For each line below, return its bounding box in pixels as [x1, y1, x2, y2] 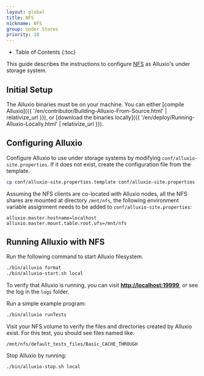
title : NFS [6, 15, 34, 21]
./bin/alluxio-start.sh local [6, 270, 84, 277]
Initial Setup [6, 84, 53, 95]
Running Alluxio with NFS [6, 237, 105, 248]
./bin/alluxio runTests [6, 312, 67, 318]
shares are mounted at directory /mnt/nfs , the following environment [6, 196, 179, 204]
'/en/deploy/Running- [141, 114, 195, 121]
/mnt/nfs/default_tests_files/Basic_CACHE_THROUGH [6, 341, 138, 347]
